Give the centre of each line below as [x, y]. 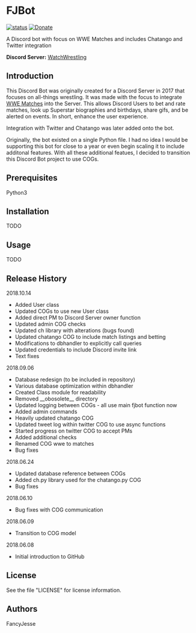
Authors [22, 609]
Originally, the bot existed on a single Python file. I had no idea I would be [97, 140]
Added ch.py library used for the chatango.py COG [78, 480]
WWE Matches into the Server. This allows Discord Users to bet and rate [96, 103]
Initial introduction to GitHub [50, 557]
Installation [28, 211]
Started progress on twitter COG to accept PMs [74, 431]
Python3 [17, 192]
